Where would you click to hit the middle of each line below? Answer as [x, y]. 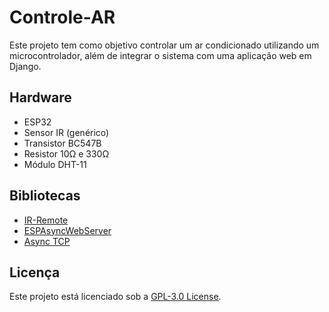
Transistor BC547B [62, 143]
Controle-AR [62, 17]
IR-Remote [46, 220]
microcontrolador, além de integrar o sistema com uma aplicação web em [160, 55]
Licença [35, 272]
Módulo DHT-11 [55, 164]
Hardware [40, 97]
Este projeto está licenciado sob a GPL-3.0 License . [115, 297]
